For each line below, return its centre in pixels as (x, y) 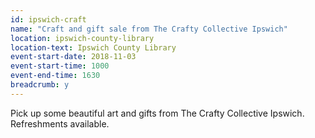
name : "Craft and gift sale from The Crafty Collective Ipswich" (149, 29)
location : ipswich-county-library (82, 38)
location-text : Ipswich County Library (93, 47)
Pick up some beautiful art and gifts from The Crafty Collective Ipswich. (157, 113)
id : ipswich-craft (48, 19)
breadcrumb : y (40, 85)
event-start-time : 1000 (60, 66)
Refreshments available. (60, 123)
